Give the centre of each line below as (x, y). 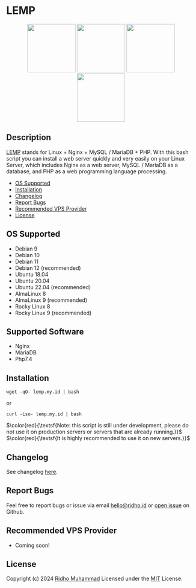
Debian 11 (27, 261)
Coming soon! (32, 545)
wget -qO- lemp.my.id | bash (43, 392)
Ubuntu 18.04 (32, 274)
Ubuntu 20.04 (32, 281)
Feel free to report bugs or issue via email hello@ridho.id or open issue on (98, 505)
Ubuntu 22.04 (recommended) (53, 287)
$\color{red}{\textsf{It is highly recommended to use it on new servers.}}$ (98, 438)
